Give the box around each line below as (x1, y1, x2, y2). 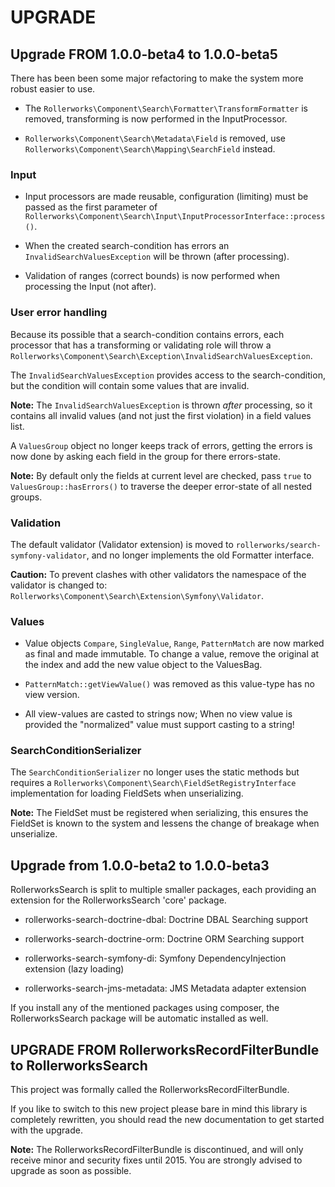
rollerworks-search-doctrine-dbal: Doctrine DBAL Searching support (24, 914, 309, 926)
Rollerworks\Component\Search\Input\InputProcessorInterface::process (24, 212, 326, 222)
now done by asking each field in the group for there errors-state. (10, 450, 281, 462)
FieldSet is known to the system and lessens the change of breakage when (10, 817, 320, 830)
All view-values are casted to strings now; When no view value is (24, 708, 293, 720)
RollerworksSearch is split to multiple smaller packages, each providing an (10, 884, 317, 896)
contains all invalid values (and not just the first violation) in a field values (10, 409, 312, 421)
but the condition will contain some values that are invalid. (10, 379, 250, 391)
